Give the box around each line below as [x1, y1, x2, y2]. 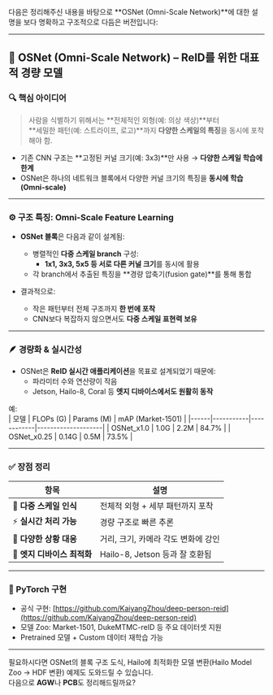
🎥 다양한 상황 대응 [12, 533, 77, 545]
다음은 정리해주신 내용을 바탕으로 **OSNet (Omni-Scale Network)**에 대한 [8, 7, 250, 16]
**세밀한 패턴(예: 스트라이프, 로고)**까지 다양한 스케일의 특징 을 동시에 [28, 125, 249, 135]
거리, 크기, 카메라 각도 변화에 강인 [99, 533, 221, 545]
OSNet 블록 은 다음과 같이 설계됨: [19, 231, 125, 241]
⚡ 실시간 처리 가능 [12, 515, 77, 527]
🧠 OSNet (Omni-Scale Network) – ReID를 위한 [8, 51, 237, 65]
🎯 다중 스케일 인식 [12, 500, 77, 511]
